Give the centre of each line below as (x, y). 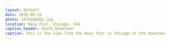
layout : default (22, 10)
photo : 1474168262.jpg (29, 19)
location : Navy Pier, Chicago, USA (43, 24)
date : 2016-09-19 (24, 15)
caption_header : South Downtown (39, 29)
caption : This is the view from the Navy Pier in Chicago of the (75, 33)
